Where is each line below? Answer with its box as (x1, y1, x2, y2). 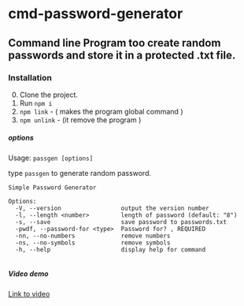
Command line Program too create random (8, 36, 221, 50)
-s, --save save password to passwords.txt (15, 218, 227, 226)
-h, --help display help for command (15, 245, 206, 253)
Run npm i (19, 98, 53, 107)
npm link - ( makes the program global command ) (19, 106, 183, 116)
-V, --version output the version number (15, 204, 210, 212)
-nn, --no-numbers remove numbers (15, 232, 171, 240)
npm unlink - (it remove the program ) (19, 115, 142, 125)
